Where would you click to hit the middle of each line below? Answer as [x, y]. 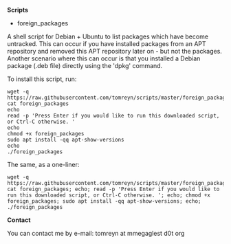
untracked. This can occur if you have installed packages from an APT [107, 44]
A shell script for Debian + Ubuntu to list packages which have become [108, 36]
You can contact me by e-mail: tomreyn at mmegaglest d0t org [96, 233]
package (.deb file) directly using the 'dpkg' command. [85, 66]
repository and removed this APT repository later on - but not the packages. [114, 51]
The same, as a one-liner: [43, 165]
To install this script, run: [42, 79]
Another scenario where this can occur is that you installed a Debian [104, 58]
